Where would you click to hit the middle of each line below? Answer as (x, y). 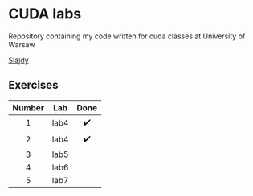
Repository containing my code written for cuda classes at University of (127, 36)
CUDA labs (45, 14)
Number (28, 107)
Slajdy (19, 60)
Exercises (33, 85)
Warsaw (22, 44)
